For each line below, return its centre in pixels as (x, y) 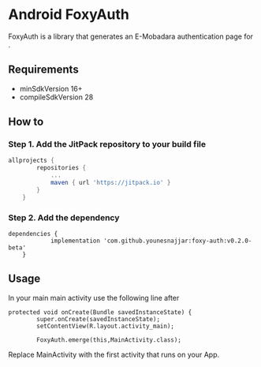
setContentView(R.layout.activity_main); (106, 326)
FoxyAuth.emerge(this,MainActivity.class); (109, 340)
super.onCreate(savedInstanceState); (98, 319)
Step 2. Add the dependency (64, 217)
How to (26, 122)
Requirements (43, 70)
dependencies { (33, 234)
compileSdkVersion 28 (56, 97)
